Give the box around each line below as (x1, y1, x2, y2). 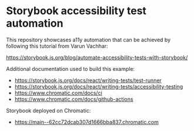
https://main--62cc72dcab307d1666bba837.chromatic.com (14, 118, 159, 125)
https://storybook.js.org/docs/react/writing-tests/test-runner (14, 77, 162, 84)
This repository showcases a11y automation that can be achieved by (6, 36, 171, 43)
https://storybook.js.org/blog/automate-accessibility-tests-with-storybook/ (6, 54, 188, 61)
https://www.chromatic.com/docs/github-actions (14, 96, 133, 103)
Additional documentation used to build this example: (6, 65, 135, 72)
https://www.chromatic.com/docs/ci (14, 89, 103, 96)
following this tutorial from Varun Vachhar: (6, 42, 108, 50)
